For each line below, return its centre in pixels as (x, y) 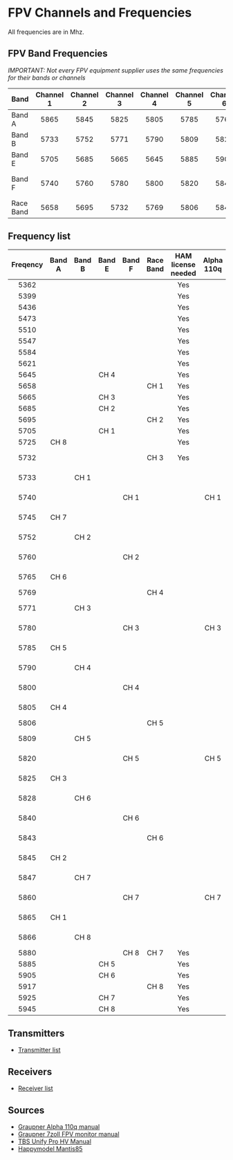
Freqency (27, 264)
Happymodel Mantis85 (50, 1149)
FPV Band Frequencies (58, 54)
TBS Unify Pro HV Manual (55, 1141)
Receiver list (36, 1088)
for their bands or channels (47, 77)
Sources (26, 1110)
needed (183, 273)
